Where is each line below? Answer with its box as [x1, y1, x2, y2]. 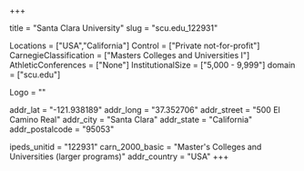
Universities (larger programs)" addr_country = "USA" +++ [9, 151, 229, 162]
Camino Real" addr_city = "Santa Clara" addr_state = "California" [9, 115, 253, 125]
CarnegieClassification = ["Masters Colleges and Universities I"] [9, 50, 250, 60]
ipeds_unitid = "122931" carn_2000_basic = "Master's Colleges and [9, 142, 262, 152]
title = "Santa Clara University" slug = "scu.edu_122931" [9, 23, 218, 33]
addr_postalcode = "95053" [9, 124, 115, 135]
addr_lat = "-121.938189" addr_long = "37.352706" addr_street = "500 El [9, 105, 280, 115]
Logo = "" [9, 87, 46, 97]
